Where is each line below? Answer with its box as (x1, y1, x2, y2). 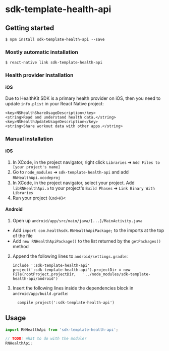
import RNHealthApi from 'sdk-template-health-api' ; (5, 327, 119, 332)
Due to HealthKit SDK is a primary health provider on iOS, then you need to (5, 95, 161, 101)
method (12, 243, 29, 249)
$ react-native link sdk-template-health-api (5, 60, 102, 65)
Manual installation (5, 135, 53, 142)
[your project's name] (12, 164, 61, 169)
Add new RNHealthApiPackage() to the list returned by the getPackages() (12, 238, 161, 244)
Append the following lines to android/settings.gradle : (12, 253, 128, 259)
